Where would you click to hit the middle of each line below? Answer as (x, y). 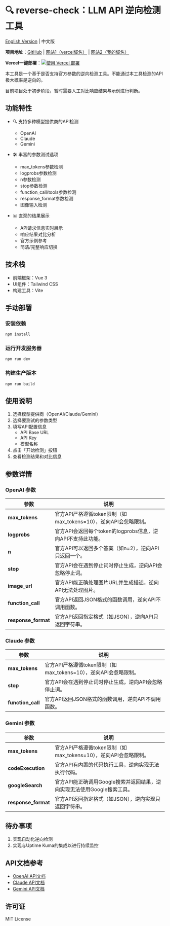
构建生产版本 (21, 373)
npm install (18, 334)
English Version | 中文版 (30, 41)
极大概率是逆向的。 (25, 80)
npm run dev (18, 359)
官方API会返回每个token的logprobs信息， (104, 531)
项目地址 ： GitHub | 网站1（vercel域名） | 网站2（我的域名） (67, 52)
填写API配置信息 (30, 427)
